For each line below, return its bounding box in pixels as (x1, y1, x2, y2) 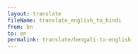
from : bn (7, 23, 33, 30)
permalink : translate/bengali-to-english (7, 36, 132, 43)
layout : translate (7, 10, 62, 18)
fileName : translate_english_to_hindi (7, 17, 122, 24)
